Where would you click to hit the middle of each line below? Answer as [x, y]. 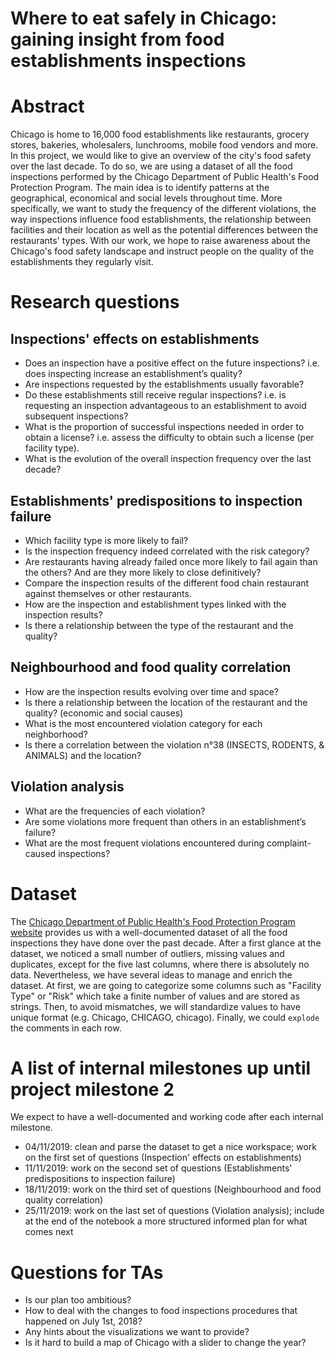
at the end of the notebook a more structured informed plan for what [166, 1221]
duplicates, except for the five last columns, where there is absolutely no [160, 964]
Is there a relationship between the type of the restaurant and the [159, 625]
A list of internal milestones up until [161, 1068]
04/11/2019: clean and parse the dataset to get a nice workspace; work [170, 1147]
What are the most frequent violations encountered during [144, 843]
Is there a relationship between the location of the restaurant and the [166, 702]
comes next [49, 1232]
